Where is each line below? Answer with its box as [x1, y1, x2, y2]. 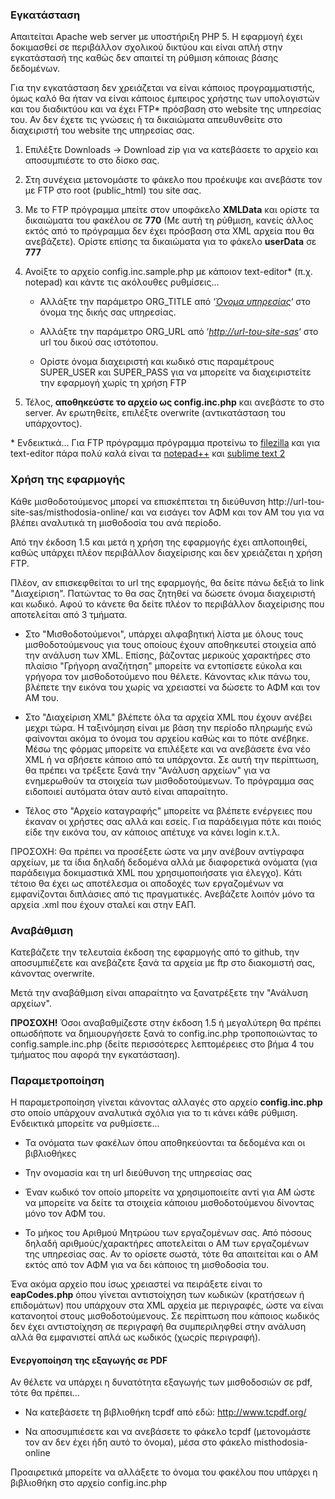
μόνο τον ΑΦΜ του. [24, 1208, 107, 1220]
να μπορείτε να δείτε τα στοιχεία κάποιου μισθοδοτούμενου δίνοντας [24, 1197, 315, 1209]
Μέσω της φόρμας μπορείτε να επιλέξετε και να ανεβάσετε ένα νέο [24, 743, 311, 755]
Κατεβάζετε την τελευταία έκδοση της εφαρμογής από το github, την [10, 946, 300, 958]
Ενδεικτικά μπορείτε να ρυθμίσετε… [10, 1118, 160, 1130]
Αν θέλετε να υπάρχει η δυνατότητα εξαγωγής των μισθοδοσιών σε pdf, [10, 1376, 313, 1388]
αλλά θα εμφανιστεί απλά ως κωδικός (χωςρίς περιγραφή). [10, 1331, 262, 1343]
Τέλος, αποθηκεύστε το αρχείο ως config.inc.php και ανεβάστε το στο [24, 396, 325, 408]
